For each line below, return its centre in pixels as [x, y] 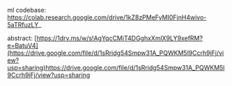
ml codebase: [27, 10]
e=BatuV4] [23, 45]
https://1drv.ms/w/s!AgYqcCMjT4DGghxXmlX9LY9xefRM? [120, 38]
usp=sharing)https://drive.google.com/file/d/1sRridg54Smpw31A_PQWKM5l [116, 68]
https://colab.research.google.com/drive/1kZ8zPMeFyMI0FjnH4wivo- [107, 17]
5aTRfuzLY [23, 25]
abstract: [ [22, 38]
